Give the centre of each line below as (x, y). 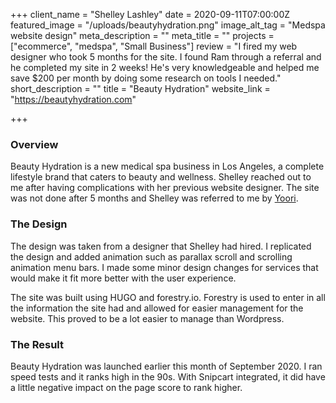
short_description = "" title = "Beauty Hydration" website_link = (140, 88)
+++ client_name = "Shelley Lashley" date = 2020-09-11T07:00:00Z (150, 14)
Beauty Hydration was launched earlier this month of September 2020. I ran (166, 366)
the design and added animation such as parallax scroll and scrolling (151, 256)
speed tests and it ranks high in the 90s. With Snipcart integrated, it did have (168, 376)
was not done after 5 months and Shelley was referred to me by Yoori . (154, 198)
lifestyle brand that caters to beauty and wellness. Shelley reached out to (161, 177)
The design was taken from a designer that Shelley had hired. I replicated (161, 246)
